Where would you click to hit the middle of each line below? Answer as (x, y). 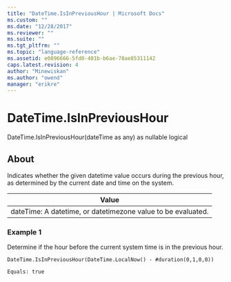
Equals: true (26, 272)
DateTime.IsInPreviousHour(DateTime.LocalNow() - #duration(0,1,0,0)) (111, 260)
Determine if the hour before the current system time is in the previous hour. (115, 247)
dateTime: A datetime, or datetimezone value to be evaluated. (110, 211)
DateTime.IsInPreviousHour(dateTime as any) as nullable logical (98, 137)
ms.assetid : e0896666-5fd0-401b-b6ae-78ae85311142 (81, 59)
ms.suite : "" (26, 39)
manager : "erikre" (33, 84)
